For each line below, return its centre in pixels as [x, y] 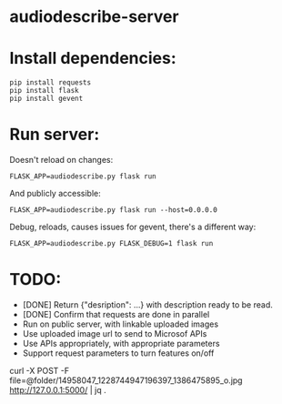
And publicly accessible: [55, 194]
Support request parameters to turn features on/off [118, 353]
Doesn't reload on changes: [61, 160]
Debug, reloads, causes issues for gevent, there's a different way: [133, 227]
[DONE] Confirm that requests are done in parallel [116, 314]
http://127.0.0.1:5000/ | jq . [58, 390]
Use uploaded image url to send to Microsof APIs [115, 333]
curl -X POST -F [40, 371]
